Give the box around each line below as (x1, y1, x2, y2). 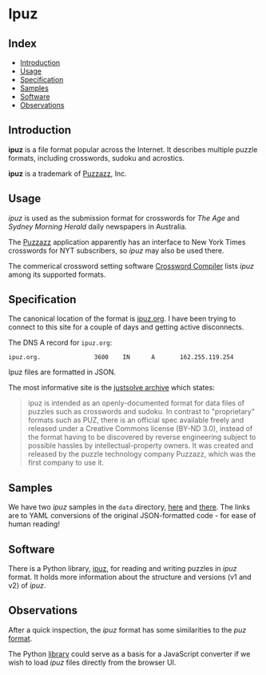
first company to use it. (27, 457, 105, 468)
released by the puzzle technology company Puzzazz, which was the (27, 449, 256, 459)
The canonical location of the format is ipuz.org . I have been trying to (8, 314, 236, 324)
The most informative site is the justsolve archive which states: (8, 383, 216, 393)
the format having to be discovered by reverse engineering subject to (27, 433, 256, 442)
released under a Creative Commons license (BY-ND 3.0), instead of (27, 424, 253, 433)
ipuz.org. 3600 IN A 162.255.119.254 (8, 353, 234, 361)
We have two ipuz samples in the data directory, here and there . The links (8, 502, 250, 512)
